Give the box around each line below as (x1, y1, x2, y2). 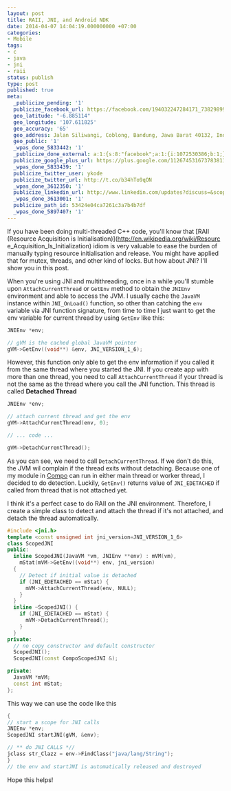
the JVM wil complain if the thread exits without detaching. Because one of (7, 464, 220, 472)
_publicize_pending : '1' (13, 100, 85, 107)
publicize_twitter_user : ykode (13, 170, 103, 177)
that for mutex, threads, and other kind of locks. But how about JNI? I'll (7, 256, 208, 265)
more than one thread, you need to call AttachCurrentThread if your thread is (7, 373, 223, 381)
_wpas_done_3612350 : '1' (13, 183, 85, 190)
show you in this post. (7, 263, 69, 272)
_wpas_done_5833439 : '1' (13, 163, 85, 171)
